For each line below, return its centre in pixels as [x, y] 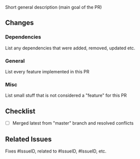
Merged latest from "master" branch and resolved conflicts [73, 123]
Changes [19, 23]
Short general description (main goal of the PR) [54, 7]
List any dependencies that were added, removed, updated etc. [70, 48]
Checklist [20, 111]
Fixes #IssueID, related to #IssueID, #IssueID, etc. [56, 151]
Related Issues [28, 139]
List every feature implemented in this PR [47, 71]
